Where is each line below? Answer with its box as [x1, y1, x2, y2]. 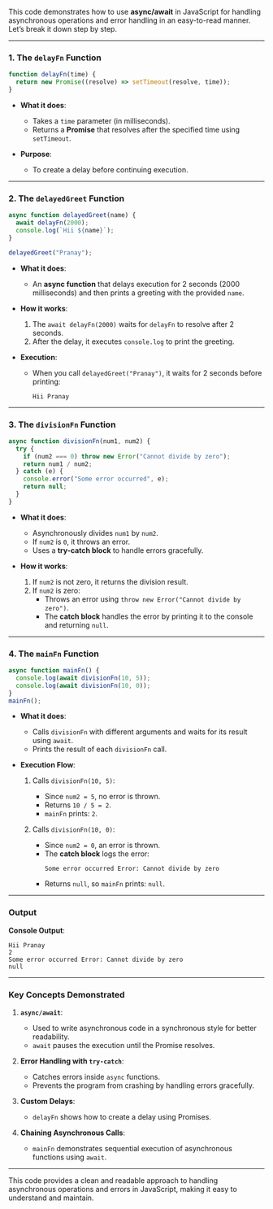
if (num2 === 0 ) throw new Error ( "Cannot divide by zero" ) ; [23, 452, 231, 460]
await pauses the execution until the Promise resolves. [32, 1041, 215, 1050]
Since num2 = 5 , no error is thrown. [44, 792, 161, 802]
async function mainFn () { [8, 667, 100, 675]
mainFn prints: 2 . [44, 809, 97, 819]
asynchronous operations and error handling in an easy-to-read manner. [8, 15, 251, 25]
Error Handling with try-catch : [19, 1056, 124, 1066]
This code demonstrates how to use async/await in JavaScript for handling [8, 7, 262, 16]
